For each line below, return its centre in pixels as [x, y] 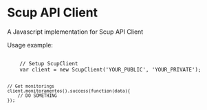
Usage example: [30, 45]
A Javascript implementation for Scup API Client [75, 32]
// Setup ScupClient [49, 63]
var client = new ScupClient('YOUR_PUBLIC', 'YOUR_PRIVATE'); [110, 69]
